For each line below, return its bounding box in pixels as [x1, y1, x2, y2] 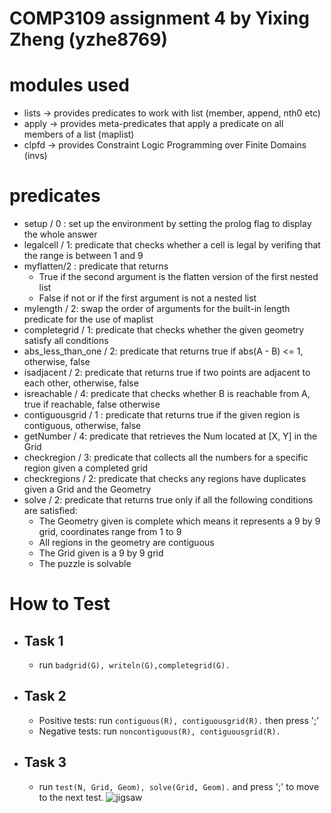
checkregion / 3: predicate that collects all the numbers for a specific [23, 452, 309, 464]
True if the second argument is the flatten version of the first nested [38, 271, 319, 283]
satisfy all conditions [23, 335, 109, 347]
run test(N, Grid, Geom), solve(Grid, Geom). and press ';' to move [38, 780, 320, 792]
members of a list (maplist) [23, 128, 135, 141]
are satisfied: [23, 505, 78, 517]
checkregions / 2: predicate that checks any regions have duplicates [23, 473, 307, 485]
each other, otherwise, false [23, 377, 139, 389]
